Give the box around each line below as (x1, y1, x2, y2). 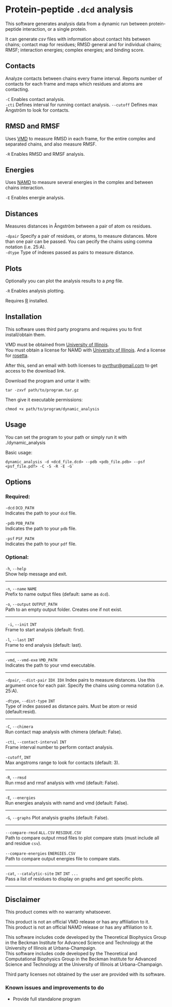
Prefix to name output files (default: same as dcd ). (5, 591, 110, 597)
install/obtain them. (5, 332, 46, 338)
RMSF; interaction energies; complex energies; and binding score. (5, 47, 145, 53)
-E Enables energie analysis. (5, 195, 65, 201)
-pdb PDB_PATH (5, 521, 34, 526)
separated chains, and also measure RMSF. (5, 141, 97, 147)
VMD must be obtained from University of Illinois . (5, 341, 109, 347)
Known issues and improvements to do (5, 984, 104, 991)
